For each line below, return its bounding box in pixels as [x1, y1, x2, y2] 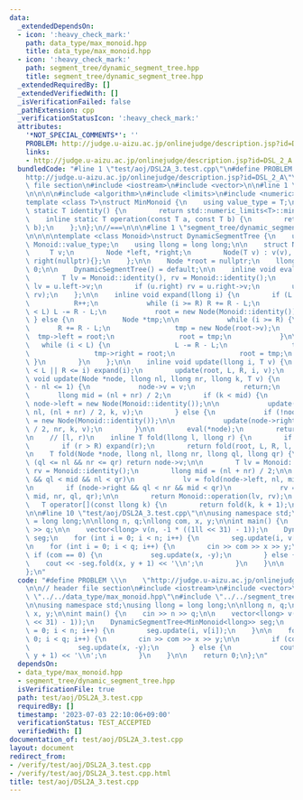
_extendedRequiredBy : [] [17, 80, 111, 89]
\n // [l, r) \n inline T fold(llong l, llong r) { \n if [25, 433, 293, 442]
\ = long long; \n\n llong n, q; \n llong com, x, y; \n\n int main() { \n [25, 516, 289, 526]
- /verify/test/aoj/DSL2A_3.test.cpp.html [9, 768, 171, 777]
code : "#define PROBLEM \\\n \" [17, 575, 151, 585]
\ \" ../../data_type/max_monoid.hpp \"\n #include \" [25, 592, 224, 601]
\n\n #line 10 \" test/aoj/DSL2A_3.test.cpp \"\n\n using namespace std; [25, 508, 293, 517]
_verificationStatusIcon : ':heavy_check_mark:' [17, 114, 200, 123]
